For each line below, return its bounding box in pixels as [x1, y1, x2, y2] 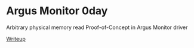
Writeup [6, 35, 26, 42]
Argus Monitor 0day [6, 4, 108, 18]
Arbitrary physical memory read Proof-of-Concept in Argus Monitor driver [6, 24, 188, 31]
